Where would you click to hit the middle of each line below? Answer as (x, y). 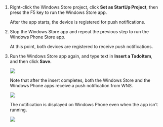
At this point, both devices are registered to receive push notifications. (81, 46)
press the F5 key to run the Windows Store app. (58, 12)
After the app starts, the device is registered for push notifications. (78, 22)
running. (18, 110)
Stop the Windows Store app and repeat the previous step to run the (79, 32)
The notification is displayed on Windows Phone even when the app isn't (84, 104)
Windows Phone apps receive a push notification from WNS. (71, 86)
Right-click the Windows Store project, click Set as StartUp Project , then (84, 7)
